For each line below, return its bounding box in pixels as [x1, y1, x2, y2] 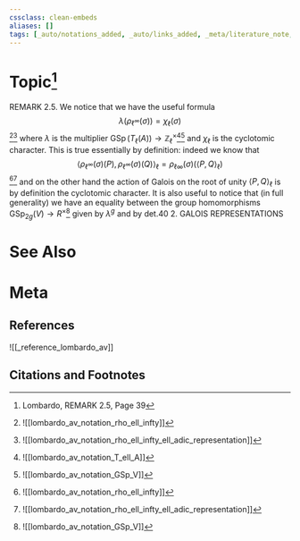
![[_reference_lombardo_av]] [9, 342, 114, 352]
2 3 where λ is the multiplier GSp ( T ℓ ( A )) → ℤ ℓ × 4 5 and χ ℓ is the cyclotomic [9, 131, 275, 146]
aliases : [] [9, 21, 54, 30]
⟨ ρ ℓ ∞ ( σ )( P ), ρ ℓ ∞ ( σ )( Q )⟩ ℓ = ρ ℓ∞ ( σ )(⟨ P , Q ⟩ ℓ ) [77, 158, 223, 171]
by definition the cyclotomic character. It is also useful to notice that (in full [9, 188, 284, 199]
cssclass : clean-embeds [9, 13, 98, 22]
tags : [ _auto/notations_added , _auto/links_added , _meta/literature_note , [9, 30, 294, 38]
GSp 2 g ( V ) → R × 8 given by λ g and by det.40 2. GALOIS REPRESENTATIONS [9, 207, 284, 221]
